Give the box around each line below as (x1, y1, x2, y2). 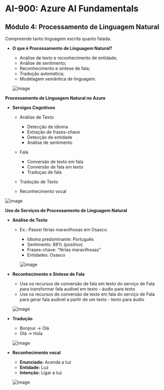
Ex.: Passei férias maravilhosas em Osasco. (19, 227, 108, 232)
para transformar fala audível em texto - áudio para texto (19, 286, 135, 292)
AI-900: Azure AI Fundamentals (5, 3, 139, 14)
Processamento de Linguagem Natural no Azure (5, 95, 106, 101)
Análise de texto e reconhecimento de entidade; (19, 55, 118, 61)
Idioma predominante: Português (27, 236, 94, 242)
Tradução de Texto (19, 179, 58, 184)
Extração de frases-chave (27, 129, 80, 135)
